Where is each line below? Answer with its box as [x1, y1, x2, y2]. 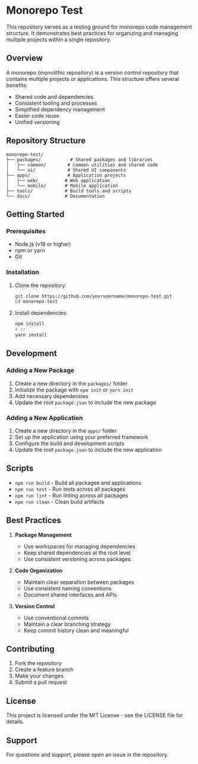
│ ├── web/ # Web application [6, 177, 111, 183]
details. [6, 718, 24, 725]
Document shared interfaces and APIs [23, 591, 117, 598]
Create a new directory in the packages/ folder [14, 380, 128, 387]
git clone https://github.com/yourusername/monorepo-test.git [14, 293, 172, 299]
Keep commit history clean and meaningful [23, 627, 129, 634]
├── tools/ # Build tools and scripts [6, 188, 132, 194]
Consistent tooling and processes [14, 99, 98, 107]
